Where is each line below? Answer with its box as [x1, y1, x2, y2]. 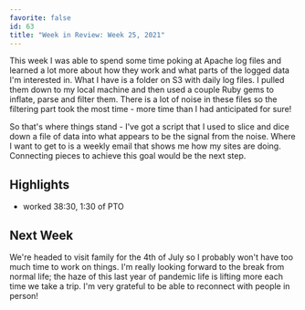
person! [9, 291, 39, 301]
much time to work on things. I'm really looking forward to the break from [9, 262, 285, 272]
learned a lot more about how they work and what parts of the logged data [9, 65, 290, 76]
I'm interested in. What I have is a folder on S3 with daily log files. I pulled [9, 75, 285, 86]
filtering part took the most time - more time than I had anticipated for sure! [9, 104, 292, 115]
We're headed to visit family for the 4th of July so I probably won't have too [9, 252, 294, 263]
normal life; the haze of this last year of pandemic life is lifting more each [9, 271, 283, 282]
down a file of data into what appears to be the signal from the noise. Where [9, 131, 296, 142]
